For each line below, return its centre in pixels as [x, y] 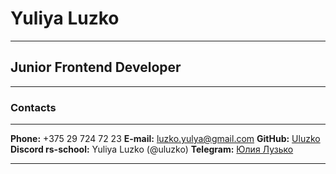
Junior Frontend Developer [96, 67]
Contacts [33, 107]
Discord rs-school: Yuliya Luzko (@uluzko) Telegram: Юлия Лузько [152, 149]
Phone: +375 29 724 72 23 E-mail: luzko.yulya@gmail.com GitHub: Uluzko [165, 139]
